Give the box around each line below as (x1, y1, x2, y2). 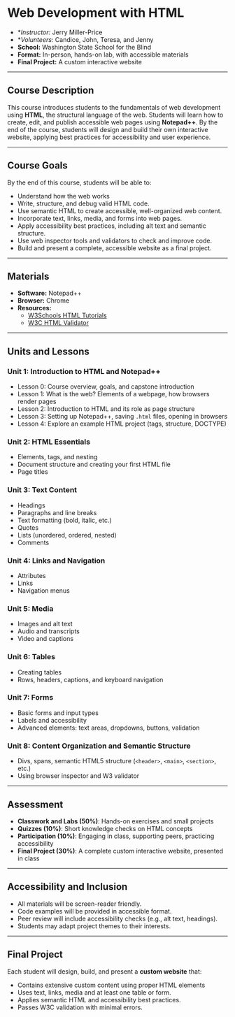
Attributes (17, 571, 46, 579)
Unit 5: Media (7, 603, 54, 613)
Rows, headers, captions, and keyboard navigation (17, 675, 164, 684)
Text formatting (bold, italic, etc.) (17, 516, 112, 524)
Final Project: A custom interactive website (17, 57, 142, 66)
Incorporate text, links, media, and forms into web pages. (17, 214, 183, 222)
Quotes (17, 523, 39, 532)
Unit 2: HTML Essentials (7, 437, 91, 447)
